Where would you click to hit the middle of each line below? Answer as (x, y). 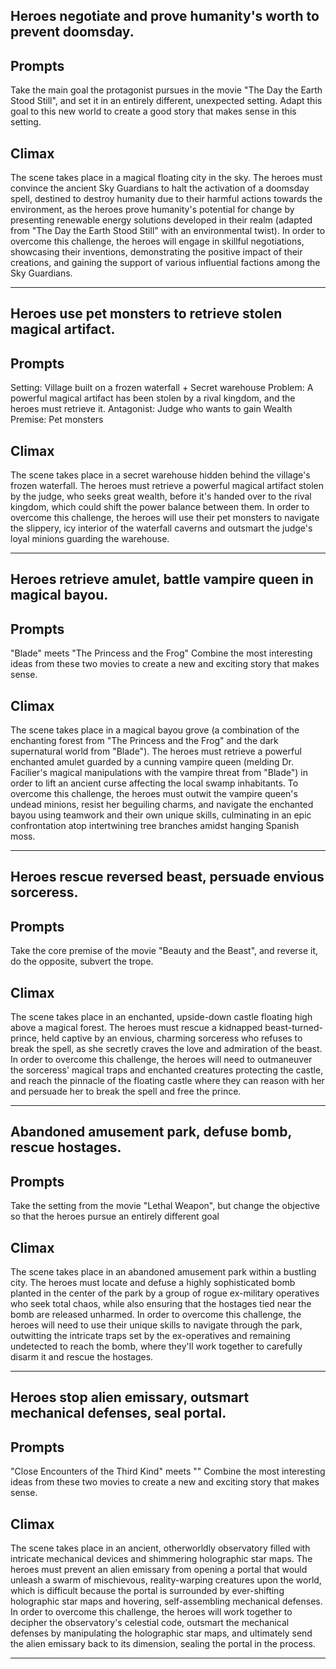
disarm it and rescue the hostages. (82, 1357)
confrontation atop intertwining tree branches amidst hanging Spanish (155, 826)
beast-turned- (294, 1028)
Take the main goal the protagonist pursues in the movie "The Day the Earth (166, 90)
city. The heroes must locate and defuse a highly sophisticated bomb (153, 1283)
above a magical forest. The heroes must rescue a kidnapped (136, 1028)
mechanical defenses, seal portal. (118, 1413)
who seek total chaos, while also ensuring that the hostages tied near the (161, 1304)
